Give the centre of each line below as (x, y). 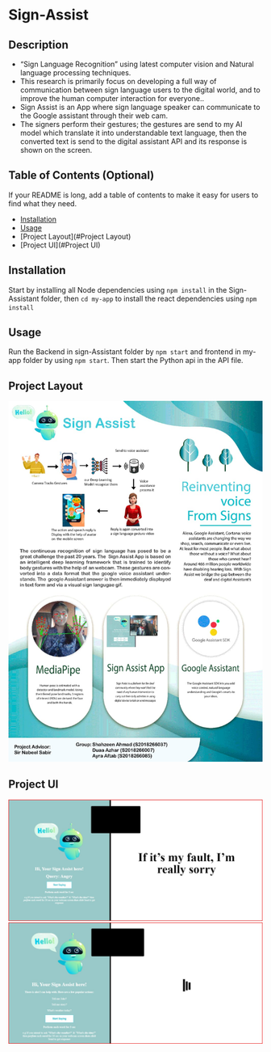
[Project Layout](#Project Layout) (75, 236)
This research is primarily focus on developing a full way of (118, 81)
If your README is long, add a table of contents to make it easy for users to (133, 195)
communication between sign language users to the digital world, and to (140, 90)
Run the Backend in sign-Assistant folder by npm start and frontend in (125, 352)
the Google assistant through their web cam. (94, 116)
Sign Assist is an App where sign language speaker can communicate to (140, 107)
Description (38, 45)
